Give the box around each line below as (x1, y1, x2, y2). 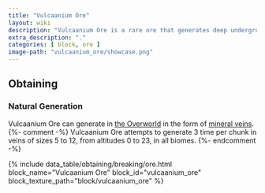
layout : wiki (8, 19, 51, 27)
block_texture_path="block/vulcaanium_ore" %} (8, 176, 164, 185)
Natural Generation (8, 101, 83, 112)
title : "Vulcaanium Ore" (8, 11, 90, 20)
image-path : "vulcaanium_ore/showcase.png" (8, 48, 154, 56)
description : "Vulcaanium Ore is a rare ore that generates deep (8, 26, 227, 34)
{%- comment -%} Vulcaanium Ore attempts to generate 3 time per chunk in (8, 127, 257, 136)
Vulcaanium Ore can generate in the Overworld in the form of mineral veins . (8, 119, 254, 128)
